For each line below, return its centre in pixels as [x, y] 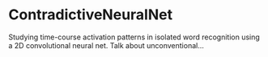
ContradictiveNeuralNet [90, 15]
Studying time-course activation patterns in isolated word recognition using [134, 37]
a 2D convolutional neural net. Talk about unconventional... [106, 45]
